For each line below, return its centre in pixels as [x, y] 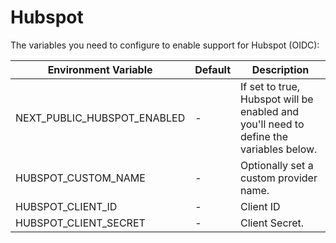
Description [280, 69]
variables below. [279, 149]
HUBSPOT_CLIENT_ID [66, 206]
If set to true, [270, 86]
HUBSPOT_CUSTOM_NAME [80, 178]
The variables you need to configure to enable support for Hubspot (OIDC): [165, 45]
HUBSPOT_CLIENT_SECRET [80, 223]
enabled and [270, 111]
